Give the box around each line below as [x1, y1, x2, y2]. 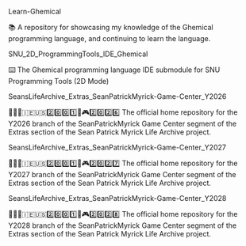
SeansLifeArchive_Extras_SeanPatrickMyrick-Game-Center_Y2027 [8, 142, 226, 152]
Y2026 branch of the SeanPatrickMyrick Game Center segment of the [8, 119, 236, 128]
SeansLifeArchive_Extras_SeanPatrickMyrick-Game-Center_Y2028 [8, 194, 227, 202]
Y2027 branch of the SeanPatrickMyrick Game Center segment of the [8, 170, 236, 179]
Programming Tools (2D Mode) [8, 77, 110, 85]
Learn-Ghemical [8, 7, 62, 16]
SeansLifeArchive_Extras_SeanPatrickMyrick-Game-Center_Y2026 [8, 92, 227, 101]
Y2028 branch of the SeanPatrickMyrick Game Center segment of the [8, 221, 236, 230]
